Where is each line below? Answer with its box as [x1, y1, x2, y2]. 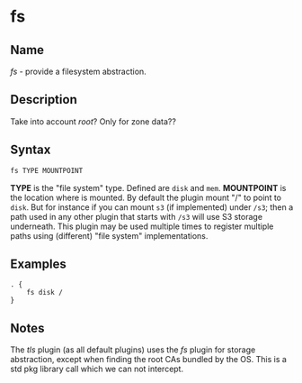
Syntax [10, 142, 51, 158]
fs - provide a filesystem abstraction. [10, 66, 147, 77]
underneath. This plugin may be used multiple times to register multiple [10, 221, 274, 232]
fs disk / [26, 288, 64, 297]
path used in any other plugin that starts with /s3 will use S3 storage [10, 211, 263, 222]
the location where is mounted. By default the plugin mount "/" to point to [10, 192, 282, 203]
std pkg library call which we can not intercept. [10, 363, 183, 375]
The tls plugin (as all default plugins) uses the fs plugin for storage [10, 344, 256, 355]
